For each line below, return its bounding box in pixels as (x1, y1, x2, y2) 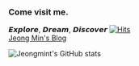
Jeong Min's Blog (8, 33, 67, 43)
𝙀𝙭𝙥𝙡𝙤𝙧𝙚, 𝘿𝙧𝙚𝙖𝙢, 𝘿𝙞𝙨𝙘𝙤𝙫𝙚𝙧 (8, 25, 107, 35)
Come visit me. (8, 6, 69, 18)
